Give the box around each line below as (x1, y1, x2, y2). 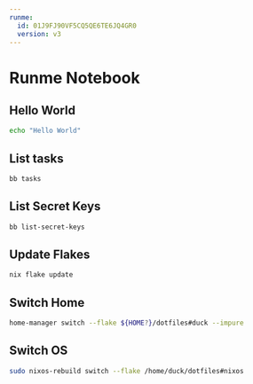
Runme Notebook (9, 67, 140, 88)
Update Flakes (9, 247, 91, 263)
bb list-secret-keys (9, 223, 86, 231)
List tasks (9, 151, 64, 166)
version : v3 (17, 29, 62, 38)
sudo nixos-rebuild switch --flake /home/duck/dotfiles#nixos (9, 366, 244, 375)
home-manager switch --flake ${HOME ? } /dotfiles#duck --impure (9, 318, 244, 328)
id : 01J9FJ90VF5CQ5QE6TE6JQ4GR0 (17, 21, 138, 30)
